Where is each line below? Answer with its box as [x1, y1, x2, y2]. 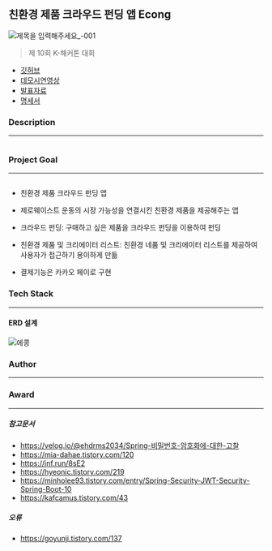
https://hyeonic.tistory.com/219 [19, 467, 125, 477]
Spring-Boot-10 [19, 484, 72, 494]
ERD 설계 [8, 318, 38, 328]
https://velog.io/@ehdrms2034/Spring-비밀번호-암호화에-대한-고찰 [19, 441, 240, 450]
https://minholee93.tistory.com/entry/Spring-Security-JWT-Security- [19, 476, 250, 485]
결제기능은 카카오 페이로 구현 [19, 267, 112, 278]
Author [8, 358, 37, 369]
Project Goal [8, 154, 58, 166]
